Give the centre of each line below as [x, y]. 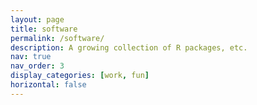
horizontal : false [48, 85]
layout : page [37, 19]
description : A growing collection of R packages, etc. [129, 47]
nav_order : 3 [37, 66]
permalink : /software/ [57, 38]
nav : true [31, 57]
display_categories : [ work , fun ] [80, 76]
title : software [44, 29]
